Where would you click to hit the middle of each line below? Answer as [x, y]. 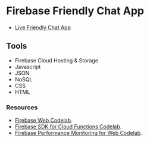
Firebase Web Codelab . [43, 121]
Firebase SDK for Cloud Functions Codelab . [68, 127]
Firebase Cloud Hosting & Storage [57, 60]
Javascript [28, 67]
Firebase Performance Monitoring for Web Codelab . [78, 133]
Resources [22, 107]
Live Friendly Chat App [43, 27]
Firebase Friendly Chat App [75, 11]
